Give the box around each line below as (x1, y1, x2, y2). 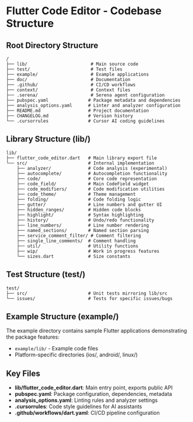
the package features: (6, 333, 60, 341)
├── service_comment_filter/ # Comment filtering (17, 233, 142, 239)
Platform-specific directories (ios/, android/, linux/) (14, 351, 138, 359)
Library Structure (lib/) (6, 134, 91, 144)
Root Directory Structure (6, 40, 99, 50)
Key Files (6, 368, 40, 378)
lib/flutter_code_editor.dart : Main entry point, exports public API (14, 384, 173, 391)
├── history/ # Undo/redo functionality (17, 217, 155, 223)
